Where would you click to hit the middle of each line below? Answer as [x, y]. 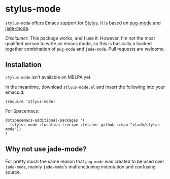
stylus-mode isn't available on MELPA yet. [48, 77]
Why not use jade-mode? [46, 149]
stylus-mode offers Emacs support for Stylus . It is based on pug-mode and [83, 23]
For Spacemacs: [22, 111]
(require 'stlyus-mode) [30, 101]
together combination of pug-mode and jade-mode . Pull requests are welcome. [85, 49]
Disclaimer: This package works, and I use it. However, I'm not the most [80, 38]
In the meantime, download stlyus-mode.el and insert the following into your [85, 87]
